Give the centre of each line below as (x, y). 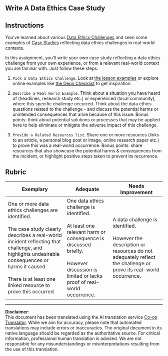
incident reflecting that (34, 242)
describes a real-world (35, 235)
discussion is (82, 270)
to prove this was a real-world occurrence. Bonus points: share (77, 145)
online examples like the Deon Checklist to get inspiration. (72, 83)
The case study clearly (34, 229)
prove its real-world (136, 270)
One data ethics (85, 201)
